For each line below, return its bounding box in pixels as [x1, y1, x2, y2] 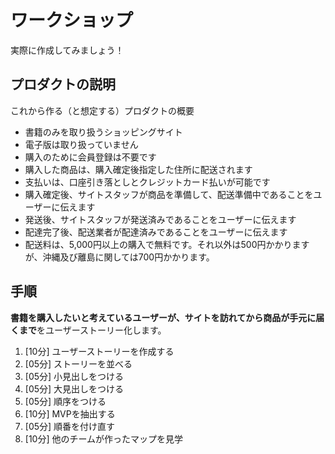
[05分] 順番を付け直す [24, 420, 116, 432]
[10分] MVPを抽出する [24, 407, 116, 420]
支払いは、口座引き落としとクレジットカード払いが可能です [24, 176, 271, 188]
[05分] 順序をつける [24, 395, 107, 407]
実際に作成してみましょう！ [10, 44, 125, 56]
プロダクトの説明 [10, 76, 116, 93]
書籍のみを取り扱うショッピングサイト [24, 126, 183, 138]
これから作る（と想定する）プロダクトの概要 [10, 104, 195, 116]
